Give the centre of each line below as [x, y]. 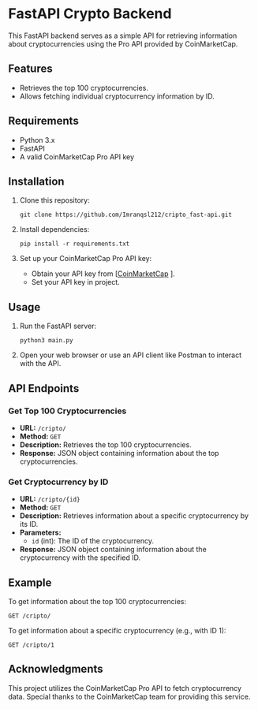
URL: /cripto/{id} [50, 499]
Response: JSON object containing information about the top [119, 453]
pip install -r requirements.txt [75, 244]
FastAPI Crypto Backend [90, 14]
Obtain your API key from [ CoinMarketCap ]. [103, 274]
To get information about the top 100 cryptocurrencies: [97, 601]
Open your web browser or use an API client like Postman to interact [131, 355]
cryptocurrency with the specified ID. [80, 558]
